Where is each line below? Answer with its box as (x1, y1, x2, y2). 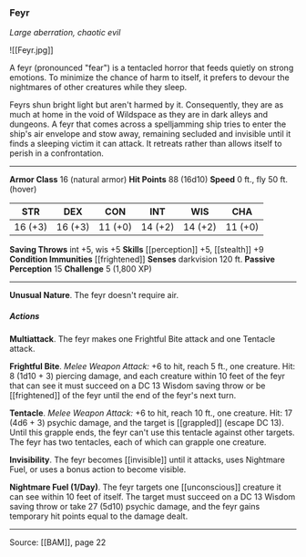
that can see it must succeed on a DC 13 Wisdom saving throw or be (9, 380, 266, 391)
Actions (9, 310, 40, 321)
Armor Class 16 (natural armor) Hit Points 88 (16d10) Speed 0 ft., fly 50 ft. (9, 174, 289, 185)
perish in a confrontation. (9, 148, 105, 159)
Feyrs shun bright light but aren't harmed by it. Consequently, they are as (9, 99, 284, 110)
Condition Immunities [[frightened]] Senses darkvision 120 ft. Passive (9, 253, 276, 265)
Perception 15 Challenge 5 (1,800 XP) (9, 263, 152, 274)
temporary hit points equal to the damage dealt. (9, 511, 189, 521)
